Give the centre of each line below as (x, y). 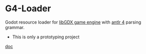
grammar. (15, 27)
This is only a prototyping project (46, 37)
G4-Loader (28, 9)
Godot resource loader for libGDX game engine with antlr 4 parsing (73, 22)
